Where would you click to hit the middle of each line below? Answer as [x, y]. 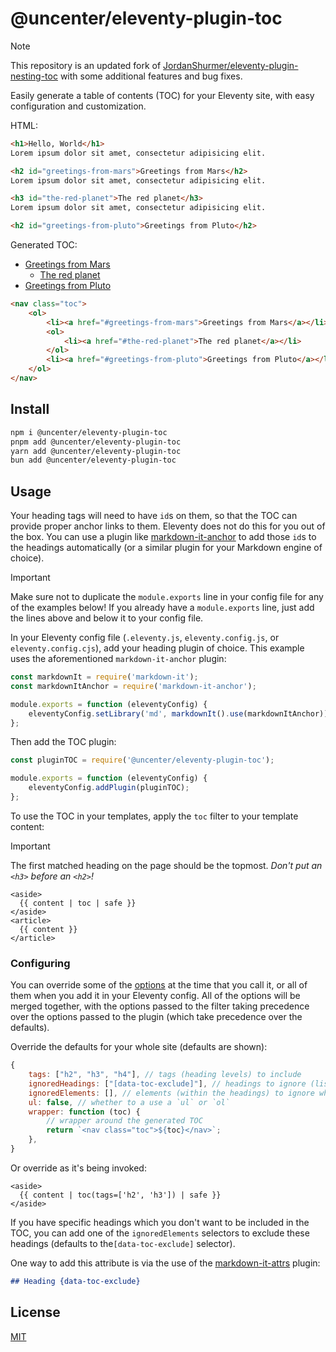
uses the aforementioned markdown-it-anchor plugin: [118, 659]
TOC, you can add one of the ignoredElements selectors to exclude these [160, 1233]
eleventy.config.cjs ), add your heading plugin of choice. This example [157, 648]
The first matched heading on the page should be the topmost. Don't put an [166, 865]
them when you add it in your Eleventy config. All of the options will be [155, 996]
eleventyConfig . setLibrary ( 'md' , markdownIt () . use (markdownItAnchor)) [178, 713]
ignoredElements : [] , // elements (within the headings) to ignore [171, 1093]
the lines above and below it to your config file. [107, 618]
